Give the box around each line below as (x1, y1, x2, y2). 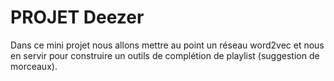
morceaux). (10, 60, 58, 72)
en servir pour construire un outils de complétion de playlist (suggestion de (10, 49, 320, 61)
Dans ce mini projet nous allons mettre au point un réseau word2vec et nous (10, 39, 325, 51)
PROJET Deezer (10, 6, 145, 29)
